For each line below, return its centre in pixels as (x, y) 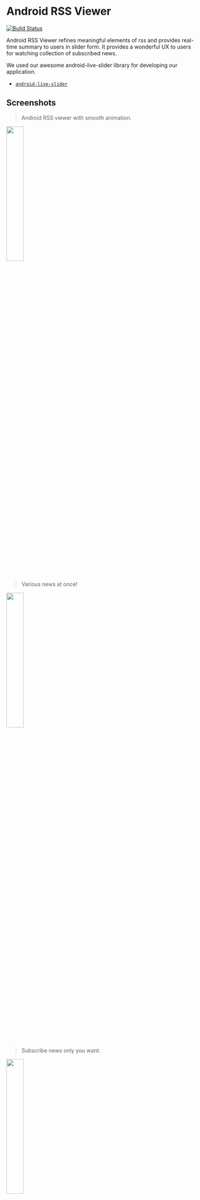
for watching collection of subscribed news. (62, 53)
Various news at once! (49, 584)
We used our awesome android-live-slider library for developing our (92, 65)
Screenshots (31, 103)
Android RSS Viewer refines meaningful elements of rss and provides (93, 40)
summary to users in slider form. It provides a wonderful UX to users (105, 47)
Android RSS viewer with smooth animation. (76, 117)
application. (21, 71)
